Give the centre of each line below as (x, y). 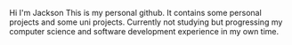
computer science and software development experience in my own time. (144, 31)
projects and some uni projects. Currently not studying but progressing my (146, 22)
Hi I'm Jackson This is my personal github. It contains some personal (136, 13)
